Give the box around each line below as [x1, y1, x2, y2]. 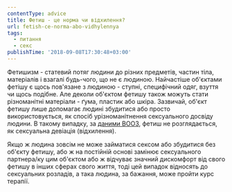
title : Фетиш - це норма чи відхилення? [7, 17, 126, 24]
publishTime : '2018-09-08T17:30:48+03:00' [7, 49, 132, 56]
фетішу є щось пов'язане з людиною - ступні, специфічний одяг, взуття [7, 82, 219, 91]
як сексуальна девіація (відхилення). [7, 126, 116, 135]
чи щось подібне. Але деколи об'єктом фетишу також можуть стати [7, 89, 209, 98]
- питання [13, 36, 42, 43]
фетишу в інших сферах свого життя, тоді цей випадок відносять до [7, 162, 208, 171]
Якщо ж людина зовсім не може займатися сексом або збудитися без [7, 140, 216, 148]
